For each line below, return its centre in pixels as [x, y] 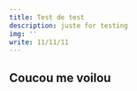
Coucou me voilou [60, 77]
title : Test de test [47, 17]
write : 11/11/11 [39, 42]
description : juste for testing [68, 26]
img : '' [23, 34]
